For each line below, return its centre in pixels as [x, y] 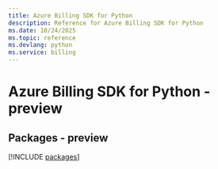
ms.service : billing [42, 52]
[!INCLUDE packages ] [44, 157]
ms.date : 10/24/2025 [42, 30]
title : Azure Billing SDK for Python [71, 15]
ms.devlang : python [40, 45]
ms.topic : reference [42, 38]
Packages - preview [58, 138]
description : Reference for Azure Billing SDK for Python [106, 23]
